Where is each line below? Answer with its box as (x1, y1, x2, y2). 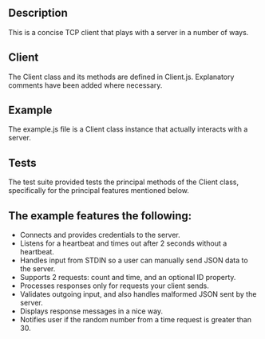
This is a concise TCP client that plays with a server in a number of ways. (8, 27, 249, 37)
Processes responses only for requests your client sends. (19, 281, 210, 290)
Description (8, 6, 68, 20)
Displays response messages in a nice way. (19, 306, 164, 316)
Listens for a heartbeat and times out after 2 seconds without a (19, 238, 227, 248)
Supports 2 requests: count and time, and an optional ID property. (19, 273, 236, 282)
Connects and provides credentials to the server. (19, 231, 181, 240)
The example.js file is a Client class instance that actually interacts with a (8, 124, 248, 134)
